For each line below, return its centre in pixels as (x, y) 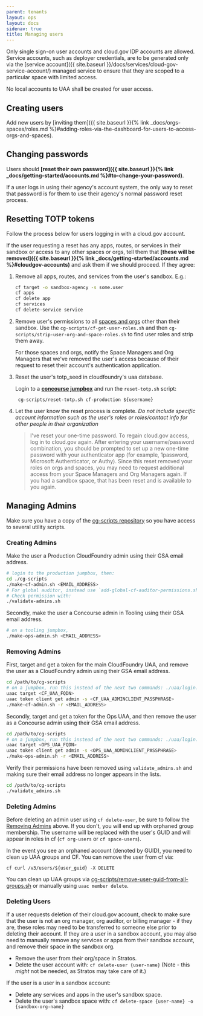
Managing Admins (41, 506)
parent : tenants (27, 12)
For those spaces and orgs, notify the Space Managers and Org (94, 352)
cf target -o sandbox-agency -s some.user (69, 287)
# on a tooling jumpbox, (37, 630)
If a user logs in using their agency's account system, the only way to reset (100, 187)
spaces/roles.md (27, 129)
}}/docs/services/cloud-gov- (142, 65)
